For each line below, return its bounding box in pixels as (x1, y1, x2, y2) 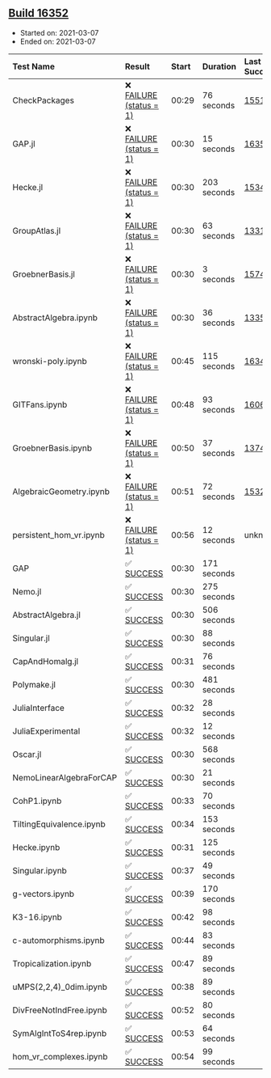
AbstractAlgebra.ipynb (12, 311, 98, 323)
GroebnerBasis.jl (12, 268, 75, 280)
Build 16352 (8, 6, 69, 20)
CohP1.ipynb (12, 795, 62, 806)
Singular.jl (12, 632, 50, 644)
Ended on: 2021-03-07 (19, 36, 96, 46)
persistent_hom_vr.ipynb (12, 529, 105, 540)
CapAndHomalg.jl (12, 655, 79, 666)
